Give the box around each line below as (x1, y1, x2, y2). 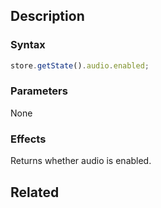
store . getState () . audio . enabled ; (10, 60, 150, 71)
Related (10, 184, 60, 201)
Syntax (10, 38, 46, 52)
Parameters (10, 84, 68, 98)
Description (10, 8, 85, 25)
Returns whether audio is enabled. (10, 155, 152, 167)
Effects (10, 132, 47, 146)
